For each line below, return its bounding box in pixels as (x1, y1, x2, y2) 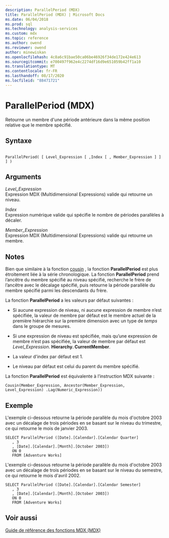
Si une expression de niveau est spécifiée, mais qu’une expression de (12, 333, 157, 339)
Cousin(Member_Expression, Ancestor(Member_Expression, (5, 383, 125, 388)
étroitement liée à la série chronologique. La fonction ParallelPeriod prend (5, 271, 159, 277)
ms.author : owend (5, 40, 42, 46)
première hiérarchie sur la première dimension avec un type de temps (12, 318, 157, 324)
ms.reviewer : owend (5, 45, 46, 50)
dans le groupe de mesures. (12, 323, 71, 329)
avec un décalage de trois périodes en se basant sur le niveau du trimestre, (5, 420, 162, 426)
